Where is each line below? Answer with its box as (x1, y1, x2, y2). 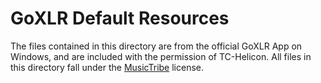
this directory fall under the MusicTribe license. (10, 61, 205, 73)
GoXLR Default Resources (10, 7, 230, 30)
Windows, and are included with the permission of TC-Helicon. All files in (10, 50, 312, 62)
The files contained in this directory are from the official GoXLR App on (10, 40, 303, 52)
